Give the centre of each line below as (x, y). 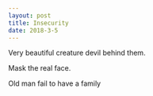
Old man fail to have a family (55, 83)
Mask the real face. (40, 68)
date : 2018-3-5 (33, 30)
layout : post (30, 15)
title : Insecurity (38, 23)
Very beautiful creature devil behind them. (77, 53)
